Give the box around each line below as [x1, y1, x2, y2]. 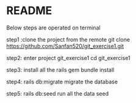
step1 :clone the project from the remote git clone [6, 36, 130, 43]
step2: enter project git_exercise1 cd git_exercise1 [6, 54, 131, 61]
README [6, 4, 52, 18]
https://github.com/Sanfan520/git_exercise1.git [6, 42, 124, 50]
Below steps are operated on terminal [6, 24, 101, 31]
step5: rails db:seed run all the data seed [6, 90, 109, 97]
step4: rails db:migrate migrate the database [6, 78, 118, 85]
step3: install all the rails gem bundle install [6, 66, 115, 74]
